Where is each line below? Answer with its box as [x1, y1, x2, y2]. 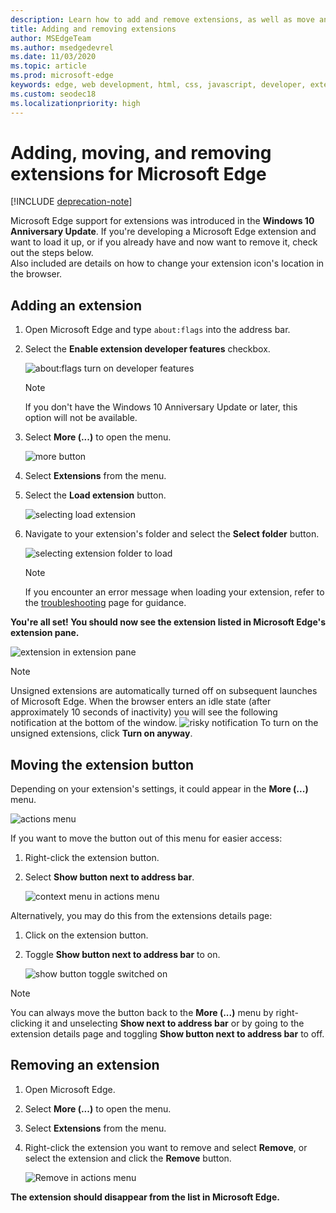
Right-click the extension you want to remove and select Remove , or [24, 1141, 308, 1153]
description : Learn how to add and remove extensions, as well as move [10, 14, 315, 25]
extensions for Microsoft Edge [10, 162, 267, 185]
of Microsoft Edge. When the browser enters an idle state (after [10, 696, 272, 708]
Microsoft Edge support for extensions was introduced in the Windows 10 [10, 215, 315, 227]
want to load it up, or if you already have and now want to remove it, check [10, 236, 318, 248]
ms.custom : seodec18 [10, 89, 97, 99]
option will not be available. [24, 412, 138, 424]
